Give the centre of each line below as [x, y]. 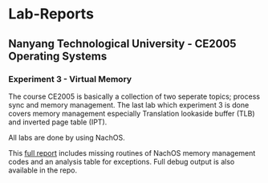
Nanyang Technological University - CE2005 [122, 44]
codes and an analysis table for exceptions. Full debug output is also [122, 161]
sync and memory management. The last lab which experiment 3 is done [129, 104]
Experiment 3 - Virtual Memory [70, 79]
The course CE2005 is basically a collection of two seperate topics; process [134, 96]
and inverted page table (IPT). [58, 122]
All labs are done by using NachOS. [67, 137]
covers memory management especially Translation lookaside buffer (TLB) [132, 113]
